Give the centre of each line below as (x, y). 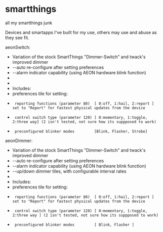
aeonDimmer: (19, 140)
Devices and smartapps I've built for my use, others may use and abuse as (81, 32)
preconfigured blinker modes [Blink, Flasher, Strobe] (81, 131)
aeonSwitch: (18, 47)
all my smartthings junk (29, 23)
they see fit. (17, 38)
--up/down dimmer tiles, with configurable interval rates (69, 171)
